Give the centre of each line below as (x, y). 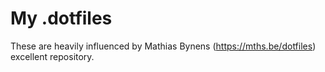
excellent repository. (52, 56)
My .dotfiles (61, 18)
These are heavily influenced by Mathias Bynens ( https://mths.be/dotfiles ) (163, 46)
